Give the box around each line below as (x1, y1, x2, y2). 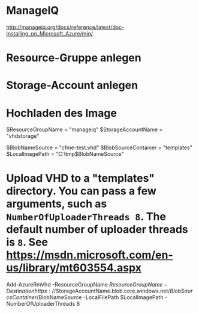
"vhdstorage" (6, 132, 40, 140)
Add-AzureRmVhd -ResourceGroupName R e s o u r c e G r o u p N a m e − (6, 281, 168, 288)
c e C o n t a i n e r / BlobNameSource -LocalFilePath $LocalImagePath (6, 294, 164, 301)
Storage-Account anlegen (6, 79, 138, 92)
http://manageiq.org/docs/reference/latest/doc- (6, 23, 125, 31)
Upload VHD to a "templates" (6, 172, 155, 185)
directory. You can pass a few (6, 184, 157, 198)
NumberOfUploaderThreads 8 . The (6, 210, 167, 223)
